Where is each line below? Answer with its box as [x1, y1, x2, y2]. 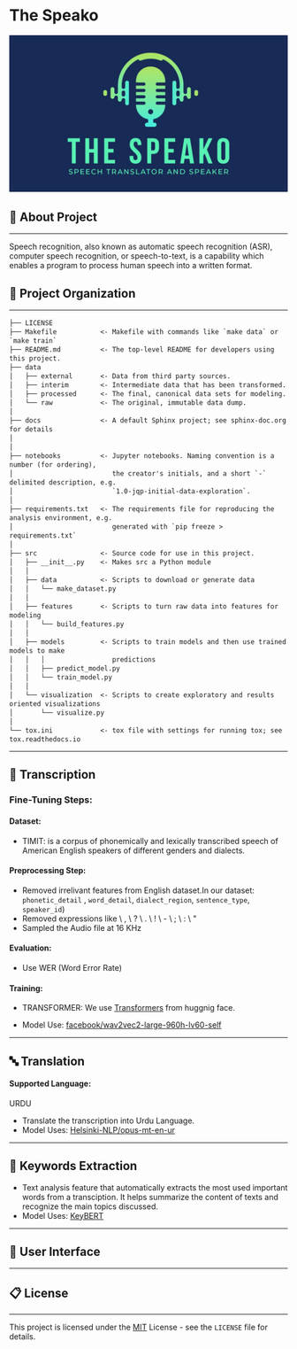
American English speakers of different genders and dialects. [21, 845, 246, 856]
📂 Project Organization [9, 285, 136, 301]
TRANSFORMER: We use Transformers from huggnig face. [21, 1003, 236, 1013]
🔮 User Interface [9, 1244, 101, 1259]
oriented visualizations [9, 700, 101, 709]
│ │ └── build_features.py [9, 620, 125, 629]
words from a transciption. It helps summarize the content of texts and [21, 1191, 278, 1202]
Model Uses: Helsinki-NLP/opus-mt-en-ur [21, 1124, 175, 1135]
